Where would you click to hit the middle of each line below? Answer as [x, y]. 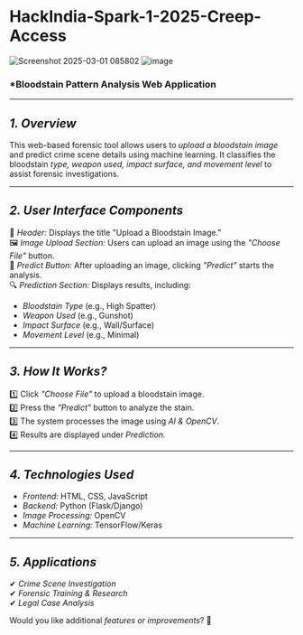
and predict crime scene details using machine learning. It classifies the [142, 154]
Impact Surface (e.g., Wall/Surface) [88, 325]
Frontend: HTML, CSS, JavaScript [85, 496]
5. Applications [53, 562]
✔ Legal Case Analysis [52, 603]
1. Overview [43, 123]
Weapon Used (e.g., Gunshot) [78, 315]
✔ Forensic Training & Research [69, 593]
